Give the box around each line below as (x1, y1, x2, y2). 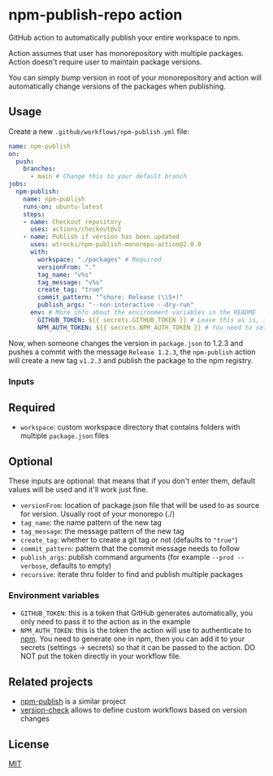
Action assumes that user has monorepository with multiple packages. (8, 48, 245, 58)
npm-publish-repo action (8, 6, 183, 24)
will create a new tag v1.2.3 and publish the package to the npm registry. (8, 355, 253, 365)
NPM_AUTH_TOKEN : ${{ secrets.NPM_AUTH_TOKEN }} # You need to (37, 323, 253, 332)
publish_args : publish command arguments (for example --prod (19, 553, 234, 562)
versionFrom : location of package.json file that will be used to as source (19, 501, 260, 510)
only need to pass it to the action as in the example (19, 617, 191, 626)
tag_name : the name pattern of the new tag (19, 518, 162, 527)
